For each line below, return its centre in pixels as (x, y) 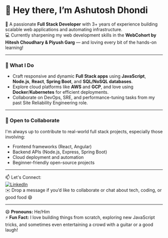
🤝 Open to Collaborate (32, 121)
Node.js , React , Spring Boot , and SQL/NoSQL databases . (72, 82)
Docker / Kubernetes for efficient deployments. (60, 92)
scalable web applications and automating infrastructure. (64, 29)
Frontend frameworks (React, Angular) (52, 146)
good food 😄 (19, 197)
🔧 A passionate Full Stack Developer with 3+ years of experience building (81, 24)
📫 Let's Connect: (23, 177)
